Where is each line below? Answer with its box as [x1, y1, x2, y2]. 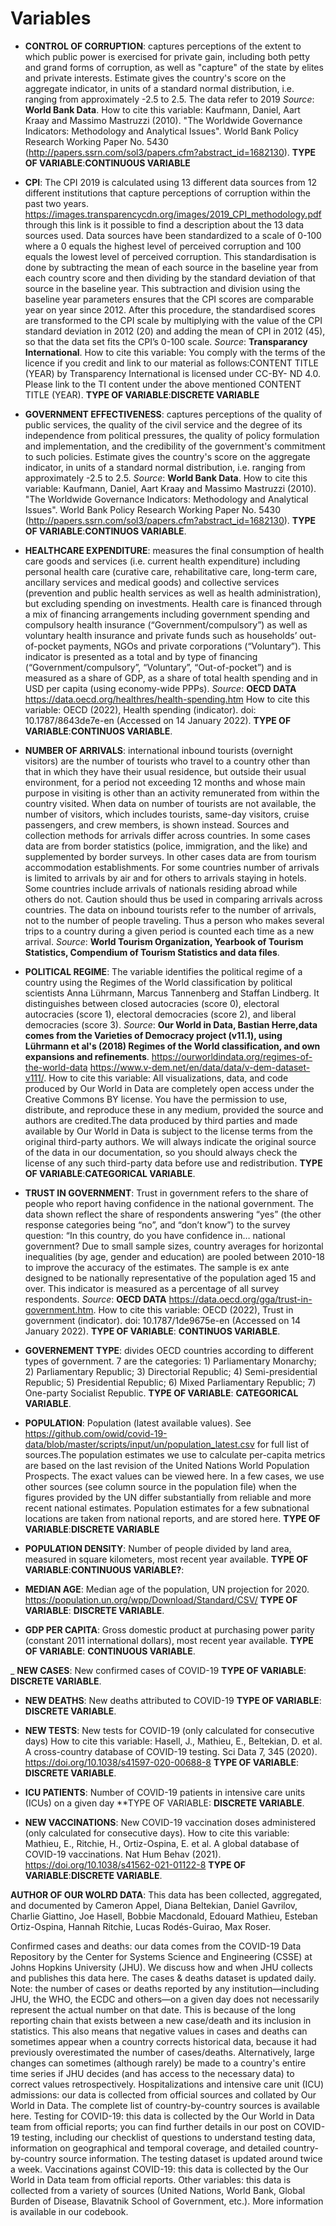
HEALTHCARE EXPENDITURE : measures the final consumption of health [24, 544, 325, 556]
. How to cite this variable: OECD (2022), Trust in [93, 1303, 294, 1316]
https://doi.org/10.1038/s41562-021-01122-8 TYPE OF [24, 1858, 246, 1871]
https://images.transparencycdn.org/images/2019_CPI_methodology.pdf [24, 208, 322, 220]
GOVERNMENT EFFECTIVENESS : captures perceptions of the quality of [24, 408, 323, 420]
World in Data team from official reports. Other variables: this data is [10, 2173, 292, 2186]
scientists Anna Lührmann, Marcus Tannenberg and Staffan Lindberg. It [24, 987, 320, 999]
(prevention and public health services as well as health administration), [24, 587, 322, 599]
